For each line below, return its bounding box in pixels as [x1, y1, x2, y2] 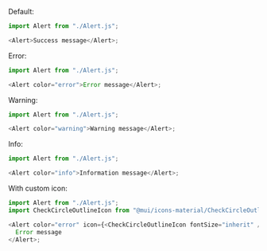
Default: [8, 7, 34, 16]
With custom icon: [8, 183, 68, 193]
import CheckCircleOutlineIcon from [8, 206, 130, 214]
